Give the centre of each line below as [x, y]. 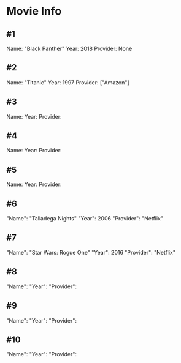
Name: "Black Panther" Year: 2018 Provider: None [69, 48]
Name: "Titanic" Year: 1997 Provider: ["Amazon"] [68, 82]
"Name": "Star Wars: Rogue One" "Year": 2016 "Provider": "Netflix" [91, 252]
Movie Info [34, 11]
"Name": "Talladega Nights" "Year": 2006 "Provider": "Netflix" [85, 219]
